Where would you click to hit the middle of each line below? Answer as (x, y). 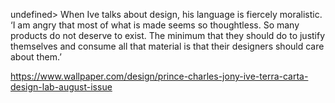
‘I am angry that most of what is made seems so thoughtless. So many (155, 25)
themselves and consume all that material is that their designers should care (167, 46)
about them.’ (36, 57)
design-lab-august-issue (61, 87)
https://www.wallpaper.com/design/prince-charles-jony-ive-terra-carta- (159, 76)
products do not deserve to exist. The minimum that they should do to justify (168, 35)
